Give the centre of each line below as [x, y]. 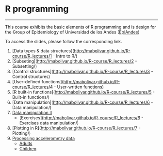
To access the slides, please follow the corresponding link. [64, 41]
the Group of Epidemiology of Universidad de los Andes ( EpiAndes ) [72, 32]
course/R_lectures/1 [32, 56]
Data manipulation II [32, 112]
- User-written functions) [79, 87]
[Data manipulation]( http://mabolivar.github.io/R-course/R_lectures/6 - [82, 102]
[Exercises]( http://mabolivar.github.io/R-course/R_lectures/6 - [81, 118]
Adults [26, 143]
